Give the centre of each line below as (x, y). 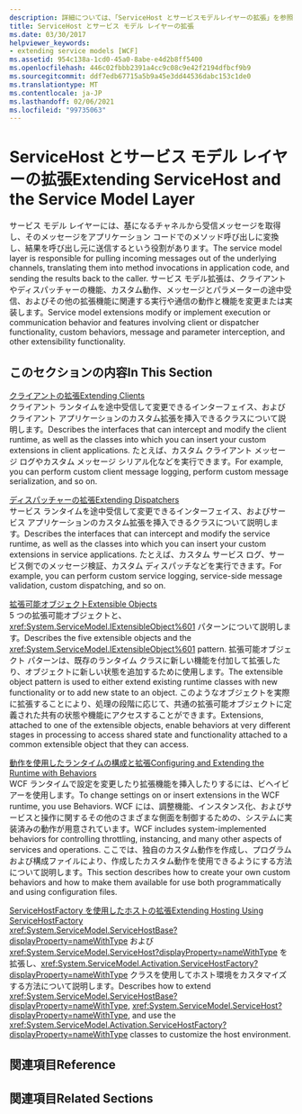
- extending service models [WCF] (74, 51)
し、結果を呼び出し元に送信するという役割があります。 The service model (146, 248)
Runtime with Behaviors (53, 773)
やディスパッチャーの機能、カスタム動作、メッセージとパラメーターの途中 (147, 290)
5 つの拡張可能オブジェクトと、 (68, 615)
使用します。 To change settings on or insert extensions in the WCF (156, 795)
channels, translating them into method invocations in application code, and (149, 268)
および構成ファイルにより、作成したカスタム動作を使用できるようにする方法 (151, 861)
